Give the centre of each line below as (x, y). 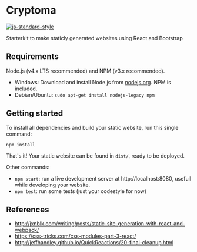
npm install (21, 145)
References (28, 209)
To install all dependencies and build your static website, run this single (92, 127)
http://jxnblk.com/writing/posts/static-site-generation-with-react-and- (100, 224)
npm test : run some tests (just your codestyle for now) (81, 191)
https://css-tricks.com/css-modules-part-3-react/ (75, 236)
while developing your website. (52, 185)
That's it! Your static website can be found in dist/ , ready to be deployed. (96, 156)
